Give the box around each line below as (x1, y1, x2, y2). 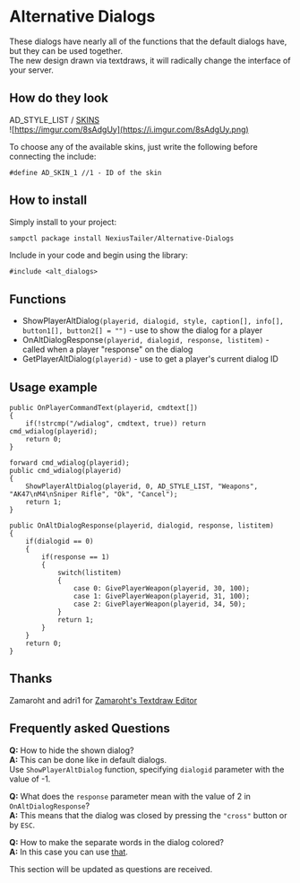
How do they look (9, 91, 109, 106)
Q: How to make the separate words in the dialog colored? (9, 836, 224, 847)
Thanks (9, 671, 53, 686)
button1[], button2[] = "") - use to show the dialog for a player (21, 325, 262, 336)
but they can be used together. (9, 45, 124, 56)
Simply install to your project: (9, 216, 117, 227)
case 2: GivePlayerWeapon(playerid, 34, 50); (73, 599, 246, 609)
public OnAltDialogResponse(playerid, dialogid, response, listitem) (9, 521, 275, 530)
